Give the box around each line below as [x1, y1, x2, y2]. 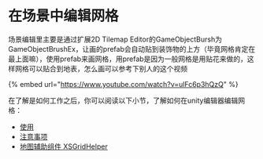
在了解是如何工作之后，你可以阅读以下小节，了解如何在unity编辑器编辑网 [8, 96, 246, 105]
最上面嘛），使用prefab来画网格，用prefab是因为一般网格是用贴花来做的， [8, 54, 248, 63]
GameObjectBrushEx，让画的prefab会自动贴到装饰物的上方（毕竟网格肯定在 [8, 44, 256, 53]
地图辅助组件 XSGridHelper [19, 142, 108, 151]
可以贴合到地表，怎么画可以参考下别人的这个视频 [28, 63, 187, 73]
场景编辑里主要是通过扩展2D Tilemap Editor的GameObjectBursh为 [8, 34, 223, 44]
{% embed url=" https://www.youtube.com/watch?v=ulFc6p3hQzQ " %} [8, 79, 239, 89]
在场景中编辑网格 [8, 7, 120, 25]
